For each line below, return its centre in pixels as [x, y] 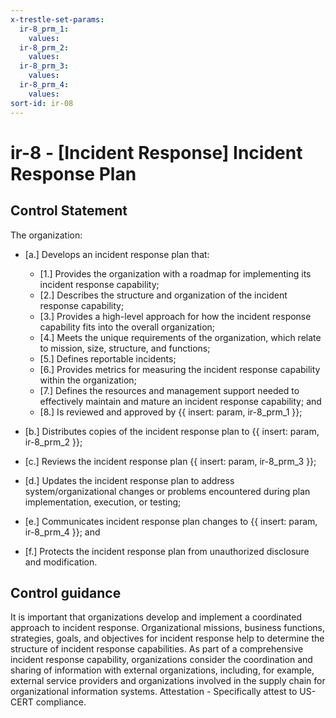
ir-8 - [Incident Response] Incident [156, 152]
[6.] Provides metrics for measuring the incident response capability [180, 369]
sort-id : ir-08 [42, 103]
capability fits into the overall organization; [127, 327]
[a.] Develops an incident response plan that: [117, 254]
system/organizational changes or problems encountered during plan [167, 491]
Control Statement [69, 211]
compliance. [61, 702]
